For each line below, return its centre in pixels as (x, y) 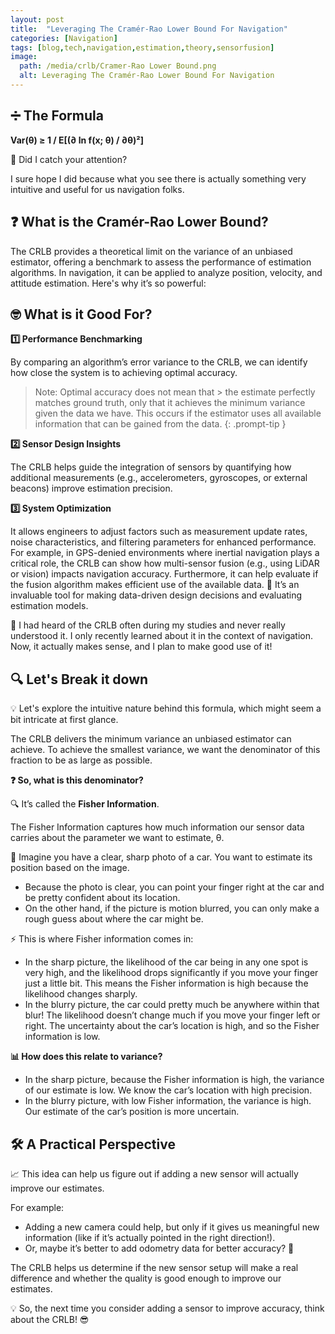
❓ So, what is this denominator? (77, 780)
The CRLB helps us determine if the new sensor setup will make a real (154, 1267)
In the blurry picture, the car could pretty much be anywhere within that (172, 1005)
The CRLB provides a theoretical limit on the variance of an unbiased (151, 251)
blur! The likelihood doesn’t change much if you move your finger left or (172, 1015)
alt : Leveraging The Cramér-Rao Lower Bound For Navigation (147, 76)
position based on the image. (70, 868)
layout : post (37, 19)
